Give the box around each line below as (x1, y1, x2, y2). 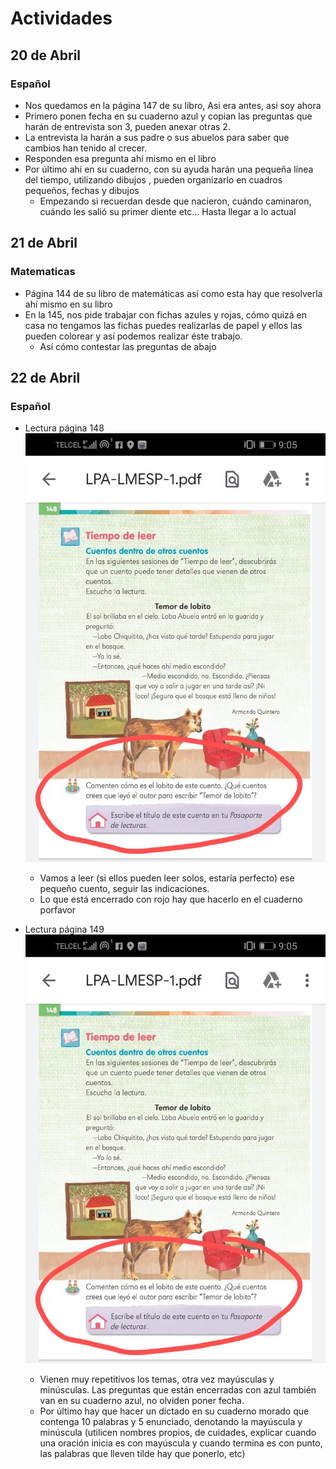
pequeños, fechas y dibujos (24, 184, 140, 196)
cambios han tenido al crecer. (24, 142, 148, 154)
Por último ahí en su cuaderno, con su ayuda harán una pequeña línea (24, 163, 314, 175)
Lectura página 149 (24, 923, 105, 936)
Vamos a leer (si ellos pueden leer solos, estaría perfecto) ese (39, 872, 295, 884)
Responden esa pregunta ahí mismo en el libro (24, 152, 217, 164)
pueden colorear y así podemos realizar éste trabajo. (24, 330, 243, 342)
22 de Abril (10, 369, 81, 386)
